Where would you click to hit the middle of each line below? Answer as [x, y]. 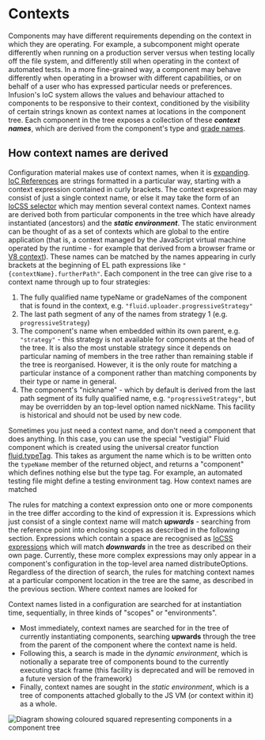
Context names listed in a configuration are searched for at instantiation [125, 604]
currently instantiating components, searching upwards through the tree [138, 636]
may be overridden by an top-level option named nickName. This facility [137, 406]
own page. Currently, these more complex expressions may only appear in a [132, 555]
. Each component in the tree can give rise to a [176, 273]
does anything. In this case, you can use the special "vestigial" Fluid [119, 439]
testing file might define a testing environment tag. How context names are [130, 481]
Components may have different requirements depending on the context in [130, 36]
